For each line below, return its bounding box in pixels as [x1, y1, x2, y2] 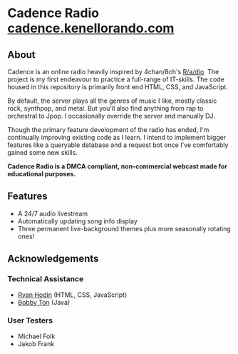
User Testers [7, 315, 53, 325]
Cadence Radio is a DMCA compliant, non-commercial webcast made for [7, 162, 228, 171]
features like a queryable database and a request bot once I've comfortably [7, 141, 229, 149]
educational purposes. [7, 170, 76, 178]
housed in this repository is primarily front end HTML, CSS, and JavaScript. [7, 83, 228, 91]
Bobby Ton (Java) [17, 298, 71, 306]
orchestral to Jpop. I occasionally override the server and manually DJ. [7, 112, 215, 120]
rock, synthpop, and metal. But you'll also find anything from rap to [7, 104, 204, 112]
